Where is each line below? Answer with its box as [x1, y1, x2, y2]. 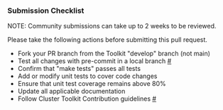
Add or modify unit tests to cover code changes [17, 72, 158, 80]
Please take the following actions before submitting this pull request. [7, 35, 208, 44]
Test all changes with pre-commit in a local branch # [17, 57, 172, 65]
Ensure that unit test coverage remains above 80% [17, 79, 166, 88]
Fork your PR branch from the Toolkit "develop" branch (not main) [17, 49, 211, 58]
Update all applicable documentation [17, 87, 126, 96]
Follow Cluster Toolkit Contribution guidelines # [17, 94, 157, 103]
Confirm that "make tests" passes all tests [17, 65, 141, 73]
